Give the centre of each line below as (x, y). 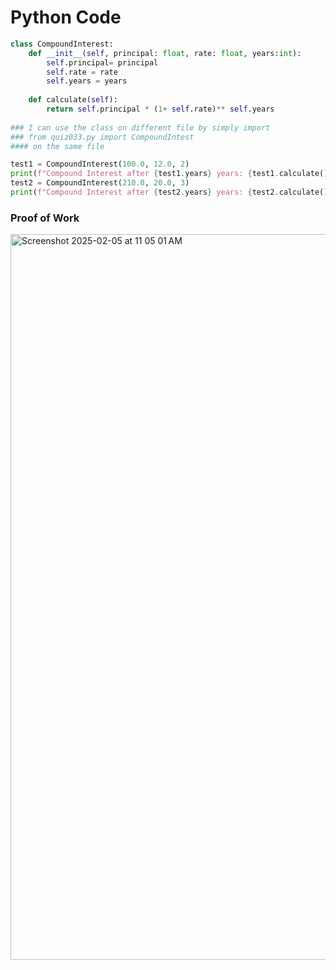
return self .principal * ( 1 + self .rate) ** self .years (160, 109)
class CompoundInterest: (62, 44)
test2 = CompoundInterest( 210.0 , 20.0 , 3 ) (100, 183)
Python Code (66, 17)
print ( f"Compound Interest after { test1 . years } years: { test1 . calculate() (169, 174)
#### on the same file (57, 146)
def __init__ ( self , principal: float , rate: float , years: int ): (165, 53)
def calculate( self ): (73, 100)
